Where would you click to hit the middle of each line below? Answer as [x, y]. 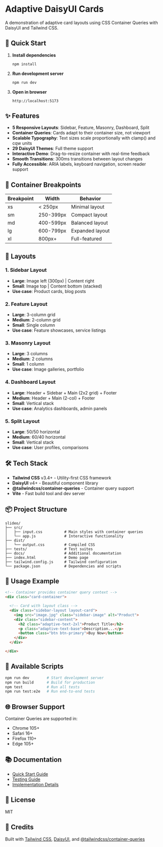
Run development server [38, 73]
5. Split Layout [23, 421]
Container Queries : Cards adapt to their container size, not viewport [81, 133]
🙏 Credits [20, 827]
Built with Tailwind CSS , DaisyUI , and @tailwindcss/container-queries [75, 839]
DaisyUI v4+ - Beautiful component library [55, 483]
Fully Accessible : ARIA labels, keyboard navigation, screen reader [79, 164]
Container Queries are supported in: [41, 719]
